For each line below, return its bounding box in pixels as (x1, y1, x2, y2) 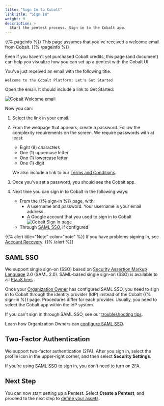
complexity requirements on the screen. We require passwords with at (12, 130, 155, 135)
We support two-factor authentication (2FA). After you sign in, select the (5, 348, 151, 354)
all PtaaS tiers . (5, 276, 34, 282)
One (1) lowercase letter (19, 155, 68, 161)
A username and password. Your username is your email (27, 203, 141, 209)
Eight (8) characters (19, 144, 60, 150)
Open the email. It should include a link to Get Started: (5, 86, 114, 92)
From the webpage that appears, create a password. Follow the (12, 125, 140, 131)
